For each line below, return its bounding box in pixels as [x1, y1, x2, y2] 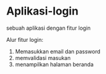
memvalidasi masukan [15, 54, 71, 61]
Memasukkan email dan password [15, 47, 101, 55]
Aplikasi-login [6, 4, 79, 18]
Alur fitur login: [6, 36, 44, 43]
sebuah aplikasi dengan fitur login [6, 24, 91, 32]
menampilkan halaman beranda [15, 61, 94, 68]
